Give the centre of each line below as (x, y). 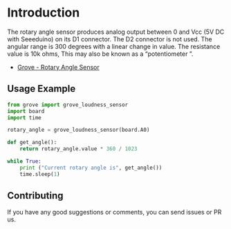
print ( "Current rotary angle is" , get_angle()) (91, 168)
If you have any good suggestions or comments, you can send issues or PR (114, 212)
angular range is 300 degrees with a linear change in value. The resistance (114, 46)
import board (26, 111)
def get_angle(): (32, 143)
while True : (24, 161)
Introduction (44, 13)
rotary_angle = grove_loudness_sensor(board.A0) (78, 130)
